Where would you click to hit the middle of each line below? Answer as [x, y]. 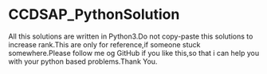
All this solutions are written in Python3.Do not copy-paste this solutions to [131, 36]
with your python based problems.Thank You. [83, 61]
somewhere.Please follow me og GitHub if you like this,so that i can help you [134, 53]
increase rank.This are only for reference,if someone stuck [104, 44]
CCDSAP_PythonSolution [94, 15]
